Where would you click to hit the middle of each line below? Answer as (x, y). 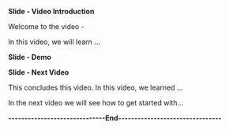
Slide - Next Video (39, 72)
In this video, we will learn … (54, 42)
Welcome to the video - (46, 26)
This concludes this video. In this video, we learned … (96, 87)
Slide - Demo (30, 57)
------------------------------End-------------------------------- (115, 118)
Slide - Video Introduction (51, 11)
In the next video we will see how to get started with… (96, 103)
